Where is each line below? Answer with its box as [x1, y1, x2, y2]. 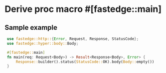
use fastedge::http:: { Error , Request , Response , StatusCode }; [6, 36, 139, 41]
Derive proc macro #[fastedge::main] [4, 3, 162, 15]
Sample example [4, 23, 58, 32]
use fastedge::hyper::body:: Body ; [6, 41, 79, 46]
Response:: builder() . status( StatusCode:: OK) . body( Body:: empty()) [15, 59, 155, 64]
